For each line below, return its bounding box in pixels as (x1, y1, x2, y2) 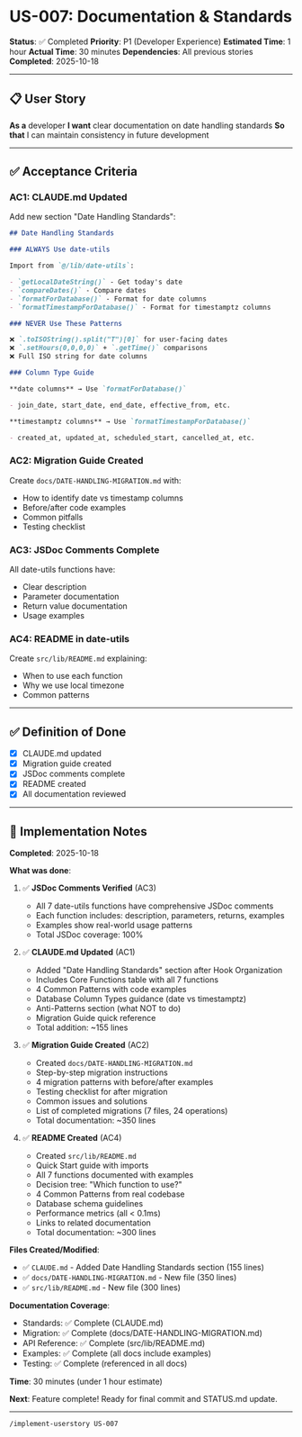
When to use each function (22, 671, 123, 682)
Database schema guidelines (35, 1198, 144, 1209)
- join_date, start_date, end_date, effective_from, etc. (9, 401, 231, 410)
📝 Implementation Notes (9, 824, 147, 839)
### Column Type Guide (9, 368, 94, 377)
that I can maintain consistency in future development (9, 129, 209, 140)
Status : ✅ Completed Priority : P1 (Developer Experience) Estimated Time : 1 (9, 36, 291, 47)
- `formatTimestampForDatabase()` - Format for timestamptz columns (9, 303, 271, 312)
